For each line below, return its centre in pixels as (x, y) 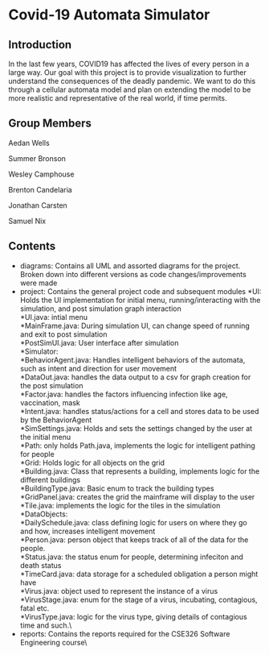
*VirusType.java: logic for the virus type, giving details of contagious (133, 616)
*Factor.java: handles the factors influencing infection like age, (124, 394)
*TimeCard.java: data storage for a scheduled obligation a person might (139, 574)
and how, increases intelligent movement (88, 531)
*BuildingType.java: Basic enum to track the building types (117, 488)
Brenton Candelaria (40, 189)
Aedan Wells (29, 143)
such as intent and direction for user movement (98, 368)
